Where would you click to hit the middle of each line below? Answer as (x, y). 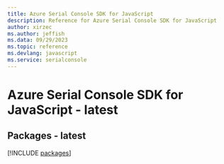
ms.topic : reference (38, 47)
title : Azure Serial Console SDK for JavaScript (80, 14)
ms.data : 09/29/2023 (38, 40)
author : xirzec (30, 27)
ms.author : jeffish (36, 34)
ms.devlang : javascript (43, 54)
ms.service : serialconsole (47, 60)
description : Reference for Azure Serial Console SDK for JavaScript (112, 20)
